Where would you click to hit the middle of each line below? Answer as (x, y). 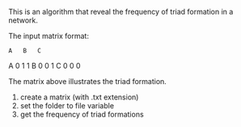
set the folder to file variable (67, 106)
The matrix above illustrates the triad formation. (88, 81)
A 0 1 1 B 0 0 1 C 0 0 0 (44, 66)
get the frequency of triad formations (82, 114)
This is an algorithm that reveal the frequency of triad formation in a (121, 12)
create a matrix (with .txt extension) (79, 97)
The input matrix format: (49, 36)
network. (23, 20)
